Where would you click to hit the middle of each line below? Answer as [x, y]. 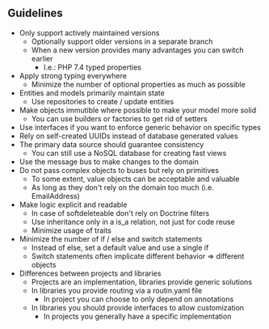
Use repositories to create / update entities [103, 101]
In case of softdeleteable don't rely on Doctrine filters [120, 213]
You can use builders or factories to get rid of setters [119, 118]
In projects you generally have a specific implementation [137, 316]
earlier [42, 58]
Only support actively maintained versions [89, 32]
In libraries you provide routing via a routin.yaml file [117, 290]
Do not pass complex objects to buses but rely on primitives [119, 170]
